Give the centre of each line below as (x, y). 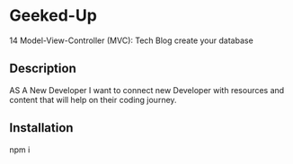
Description (43, 69)
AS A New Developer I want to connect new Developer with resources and (147, 90)
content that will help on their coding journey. (93, 99)
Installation (41, 128)
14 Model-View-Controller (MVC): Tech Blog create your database (131, 40)
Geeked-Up (53, 16)
